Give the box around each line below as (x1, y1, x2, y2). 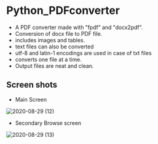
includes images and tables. (15, 36, 85, 44)
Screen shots (6, 80, 58, 90)
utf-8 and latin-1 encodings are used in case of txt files (15, 49, 152, 56)
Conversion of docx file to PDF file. (15, 30, 102, 37)
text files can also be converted (15, 43, 94, 50)
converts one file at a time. (15, 56, 82, 63)
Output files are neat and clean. (15, 62, 94, 70)
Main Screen (15, 96, 47, 103)
